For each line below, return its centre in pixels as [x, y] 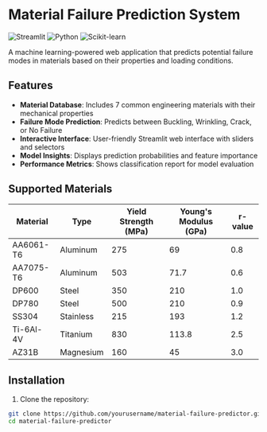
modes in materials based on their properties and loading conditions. [121, 60]
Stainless [77, 316]
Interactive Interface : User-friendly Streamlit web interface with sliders [137, 138]
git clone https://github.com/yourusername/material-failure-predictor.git [136, 414]
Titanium [76, 334]
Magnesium [82, 352]
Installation [37, 380]
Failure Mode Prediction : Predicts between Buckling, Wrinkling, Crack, [135, 122]
